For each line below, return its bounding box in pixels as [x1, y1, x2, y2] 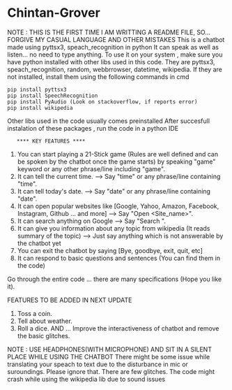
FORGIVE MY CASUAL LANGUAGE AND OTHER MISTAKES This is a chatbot [7, 35, 225, 43]
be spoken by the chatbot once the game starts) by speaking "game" [17, 157, 216, 166]
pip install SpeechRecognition [7, 92, 98, 99]
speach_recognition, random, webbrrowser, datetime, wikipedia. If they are [7, 65, 223, 73]
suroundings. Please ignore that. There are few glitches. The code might [7, 367, 215, 375]
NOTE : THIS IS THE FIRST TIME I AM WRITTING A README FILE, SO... [7, 28, 211, 36]
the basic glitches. [17, 331, 70, 340]
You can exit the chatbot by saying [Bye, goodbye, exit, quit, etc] [17, 246, 203, 254]
